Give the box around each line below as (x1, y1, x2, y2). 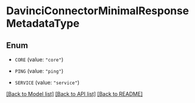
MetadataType (6, 17, 80, 30)
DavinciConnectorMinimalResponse (6, 4, 189, 18)
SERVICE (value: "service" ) (14, 79, 79, 86)
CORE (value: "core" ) (14, 56, 64, 63)
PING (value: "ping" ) (14, 67, 64, 75)
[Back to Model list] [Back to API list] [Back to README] (6, 91, 143, 97)
